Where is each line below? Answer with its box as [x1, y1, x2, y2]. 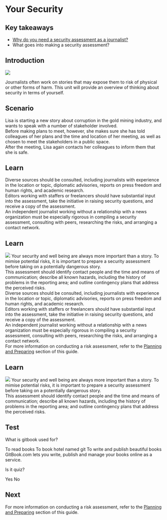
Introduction [5, 56, 45, 65]
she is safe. [5, 149, 29, 155]
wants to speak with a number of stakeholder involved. [5, 122, 118, 128]
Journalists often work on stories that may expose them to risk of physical [5, 79, 157, 85]
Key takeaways [5, 23, 54, 32]
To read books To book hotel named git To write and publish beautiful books [5, 446, 162, 452]
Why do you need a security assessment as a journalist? [12, 36, 129, 42]
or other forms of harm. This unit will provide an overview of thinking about [5, 84, 160, 90]
